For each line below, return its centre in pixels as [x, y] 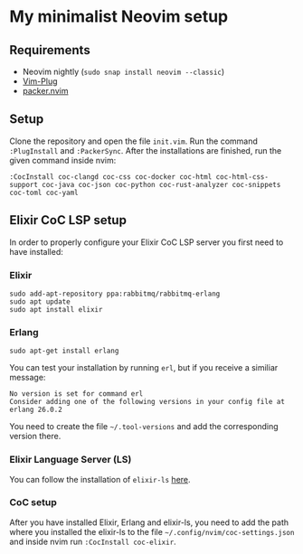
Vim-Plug [40, 81]
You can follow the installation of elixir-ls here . [100, 479]
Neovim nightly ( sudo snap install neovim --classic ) [123, 71]
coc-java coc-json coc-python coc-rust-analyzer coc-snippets [161, 184]
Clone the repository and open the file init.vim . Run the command [133, 141]
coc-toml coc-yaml [44, 192]
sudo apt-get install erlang [64, 351]
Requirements [50, 50]
